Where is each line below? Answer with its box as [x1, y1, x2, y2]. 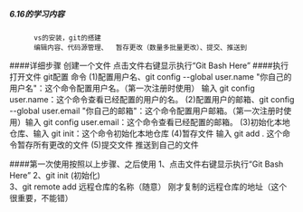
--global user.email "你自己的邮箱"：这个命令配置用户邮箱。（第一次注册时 [9, 105, 284, 116]
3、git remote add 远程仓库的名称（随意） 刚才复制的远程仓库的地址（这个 [9, 181, 288, 192]
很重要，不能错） [9, 192, 73, 203]
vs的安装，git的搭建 [33, 33, 101, 43]
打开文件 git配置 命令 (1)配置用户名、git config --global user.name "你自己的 [9, 71, 292, 82]
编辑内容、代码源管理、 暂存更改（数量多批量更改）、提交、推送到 [33, 43, 247, 52]
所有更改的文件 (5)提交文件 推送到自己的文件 [33, 139, 199, 149]
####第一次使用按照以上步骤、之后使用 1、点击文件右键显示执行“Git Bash [9, 159, 284, 169]
